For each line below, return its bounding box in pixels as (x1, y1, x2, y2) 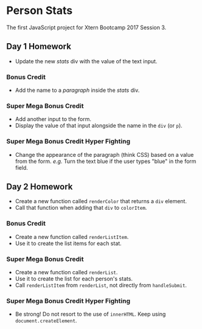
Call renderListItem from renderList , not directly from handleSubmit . (15, 282, 187, 289)
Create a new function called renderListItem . (15, 233, 129, 240)
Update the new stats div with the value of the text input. (15, 57, 158, 64)
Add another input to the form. (15, 116, 92, 123)
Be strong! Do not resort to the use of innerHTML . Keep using (15, 311, 166, 318)
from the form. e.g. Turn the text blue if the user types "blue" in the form (15, 158, 197, 165)
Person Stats (6, 4, 73, 18)
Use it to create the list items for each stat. (15, 240, 122, 247)
